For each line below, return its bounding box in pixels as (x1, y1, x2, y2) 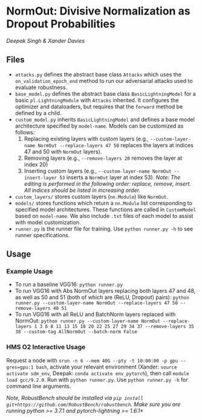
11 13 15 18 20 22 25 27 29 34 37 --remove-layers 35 (56, 324, 195, 330)
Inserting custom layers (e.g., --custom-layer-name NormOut (24, 167, 172, 174)
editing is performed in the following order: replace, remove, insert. (24, 180, 192, 187)
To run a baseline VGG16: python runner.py (15, 281, 123, 288)
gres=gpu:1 (6, 364, 34, 370)
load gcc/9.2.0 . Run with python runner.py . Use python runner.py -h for (6, 376, 189, 383)
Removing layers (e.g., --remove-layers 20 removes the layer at (24, 154, 183, 162)
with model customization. (15, 218, 81, 226)
